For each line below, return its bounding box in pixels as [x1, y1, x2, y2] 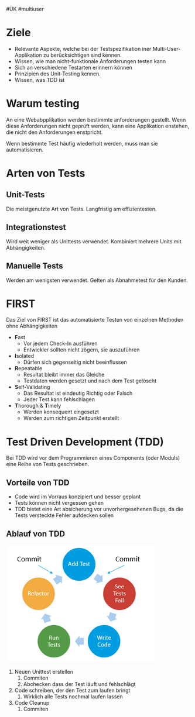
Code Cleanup [14, 699, 50, 706]
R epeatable [14, 365, 43, 372]
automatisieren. [6, 146, 44, 153]
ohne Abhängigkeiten [6, 322, 58, 330]
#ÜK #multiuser [6, 6, 44, 12]
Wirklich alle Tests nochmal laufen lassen [23, 693, 123, 700]
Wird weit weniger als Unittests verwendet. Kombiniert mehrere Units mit [6, 237, 182, 245]
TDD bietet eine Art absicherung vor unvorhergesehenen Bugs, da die [14, 506, 183, 513]
